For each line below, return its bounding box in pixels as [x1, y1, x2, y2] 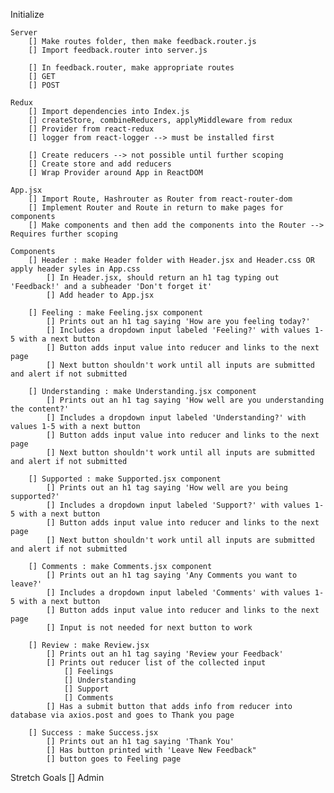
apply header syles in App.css [10, 264, 141, 274]
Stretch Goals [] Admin [10, 772, 105, 783]
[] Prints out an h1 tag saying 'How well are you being [46, 483, 288, 493]
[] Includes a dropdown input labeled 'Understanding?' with [46, 413, 307, 423]
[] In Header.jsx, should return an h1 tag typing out [46, 273, 280, 283]
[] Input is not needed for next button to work [46, 623, 253, 633]
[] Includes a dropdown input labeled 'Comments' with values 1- [46, 588, 325, 598]
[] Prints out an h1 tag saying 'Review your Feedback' [46, 649, 284, 659]
